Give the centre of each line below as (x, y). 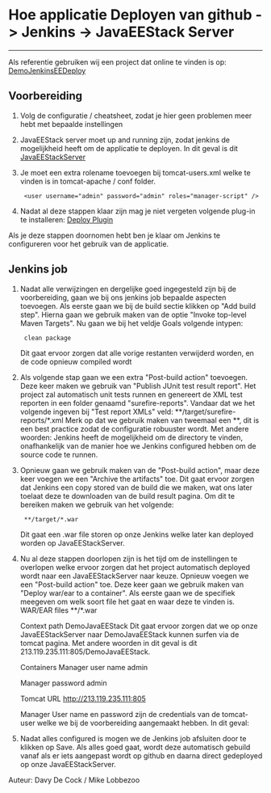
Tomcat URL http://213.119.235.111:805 (83, 698)
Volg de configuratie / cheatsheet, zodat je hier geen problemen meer (136, 116)
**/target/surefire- (205, 411)
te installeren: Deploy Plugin (67, 219)
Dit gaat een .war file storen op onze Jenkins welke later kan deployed (137, 534)
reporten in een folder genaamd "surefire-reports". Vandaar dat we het (138, 403)
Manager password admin (63, 683)
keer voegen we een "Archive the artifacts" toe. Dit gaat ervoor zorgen (137, 479)
